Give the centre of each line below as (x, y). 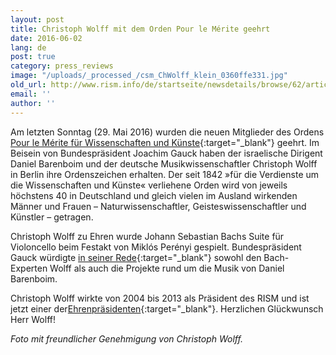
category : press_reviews (62, 66)
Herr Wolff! (33, 319)
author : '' (33, 103)
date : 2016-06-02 (46, 38)
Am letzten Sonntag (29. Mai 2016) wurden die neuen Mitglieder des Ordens (167, 132)
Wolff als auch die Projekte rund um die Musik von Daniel (167, 268)
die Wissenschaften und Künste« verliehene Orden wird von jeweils (149, 185)
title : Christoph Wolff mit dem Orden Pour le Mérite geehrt (140, 29)
